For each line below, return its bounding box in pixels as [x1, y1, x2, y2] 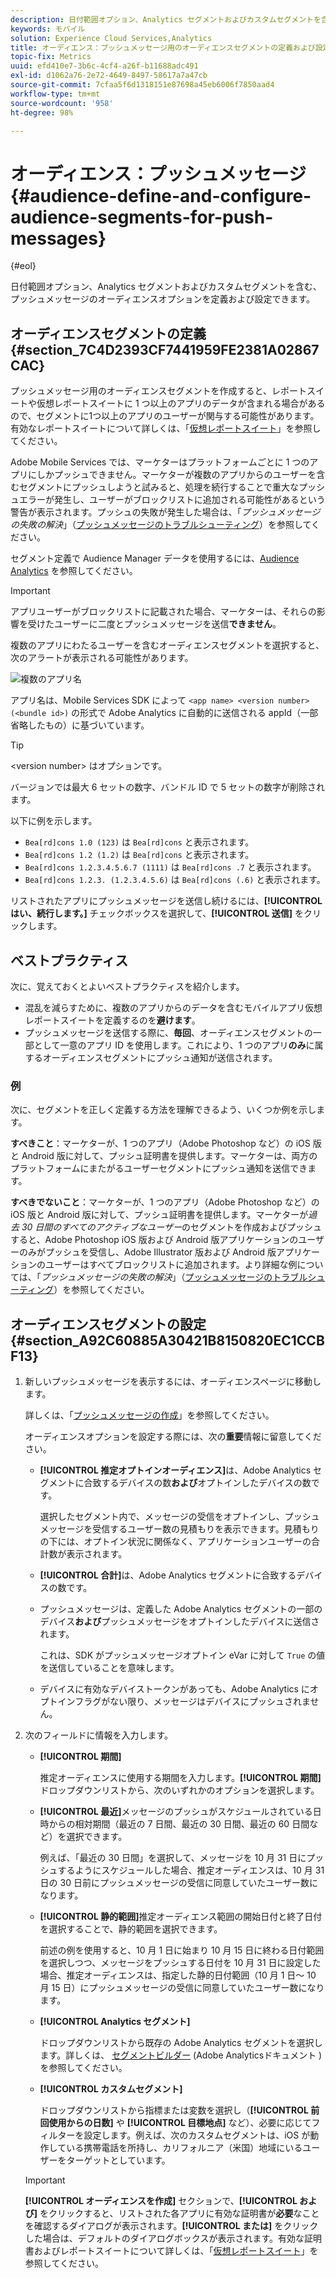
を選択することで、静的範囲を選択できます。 [39, 1923, 223, 1935]
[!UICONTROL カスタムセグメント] [39, 2083, 183, 2095]
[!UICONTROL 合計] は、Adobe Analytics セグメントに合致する [39, 1569, 297, 1581]
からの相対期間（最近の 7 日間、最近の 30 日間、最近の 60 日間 [48, 1818, 310, 1830]
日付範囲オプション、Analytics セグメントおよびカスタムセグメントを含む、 [10, 281, 322, 293]
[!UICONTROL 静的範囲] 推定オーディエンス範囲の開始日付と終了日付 [39, 1911, 323, 1923]
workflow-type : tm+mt [10, 89, 101, 99]
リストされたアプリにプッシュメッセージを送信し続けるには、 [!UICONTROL [10, 895, 323, 907]
